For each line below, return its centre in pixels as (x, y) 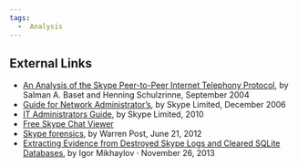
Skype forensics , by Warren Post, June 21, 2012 (112, 134)
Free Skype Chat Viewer (68, 124)
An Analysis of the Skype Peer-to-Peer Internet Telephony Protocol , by (155, 85)
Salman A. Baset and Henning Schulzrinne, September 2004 (136, 95)
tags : (20, 18)
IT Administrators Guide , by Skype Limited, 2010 (113, 114)
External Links (51, 63)
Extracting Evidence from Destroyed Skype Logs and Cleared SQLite (151, 143)
